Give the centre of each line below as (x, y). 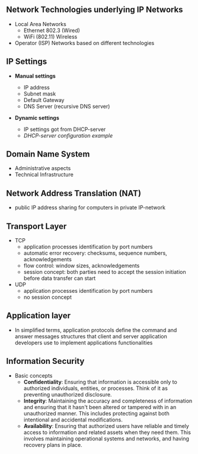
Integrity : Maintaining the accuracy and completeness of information (108, 401)
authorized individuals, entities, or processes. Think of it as (95, 388)
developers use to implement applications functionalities (84, 343)
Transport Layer (36, 226)
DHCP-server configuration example (68, 135)
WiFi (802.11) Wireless (50, 36)
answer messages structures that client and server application (91, 336)
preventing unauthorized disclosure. (68, 394)
